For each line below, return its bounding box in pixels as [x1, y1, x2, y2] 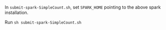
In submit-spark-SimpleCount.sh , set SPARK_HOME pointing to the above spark [5, 4, 161, 10]
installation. [5, 9, 29, 15]
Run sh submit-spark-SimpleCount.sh [5, 19, 82, 25]
